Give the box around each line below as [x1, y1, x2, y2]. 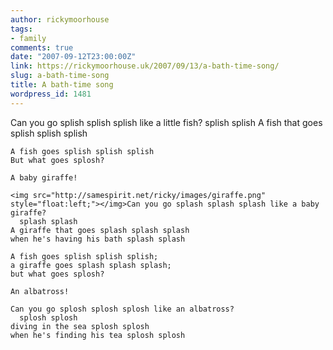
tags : [10, 24, 33, 34]
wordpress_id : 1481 [10, 89, 92, 99]
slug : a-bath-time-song [10, 71, 110, 81]
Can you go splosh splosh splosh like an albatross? [10, 304, 235, 314]
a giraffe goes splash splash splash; [10, 260, 172, 270]
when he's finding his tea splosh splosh [10, 330, 186, 340]
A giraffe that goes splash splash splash [10, 225, 190, 235]
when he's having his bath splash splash [10, 234, 186, 244]
